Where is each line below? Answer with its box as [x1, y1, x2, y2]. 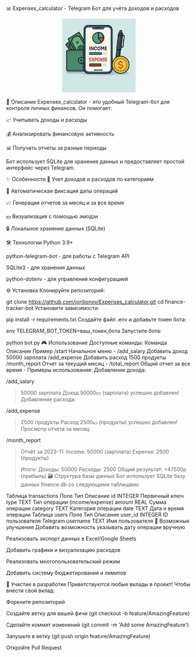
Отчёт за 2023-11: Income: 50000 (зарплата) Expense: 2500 [20, 448, 170, 455]
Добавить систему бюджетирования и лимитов [6, 569, 127, 576]
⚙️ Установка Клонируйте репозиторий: [6, 287, 105, 293]
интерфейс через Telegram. [6, 164, 75, 171]
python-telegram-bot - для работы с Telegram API [6, 253, 130, 259]
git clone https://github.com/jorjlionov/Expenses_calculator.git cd [6, 298, 164, 305]
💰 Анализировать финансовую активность [6, 130, 115, 137]
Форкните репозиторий [6, 599, 65, 605]
